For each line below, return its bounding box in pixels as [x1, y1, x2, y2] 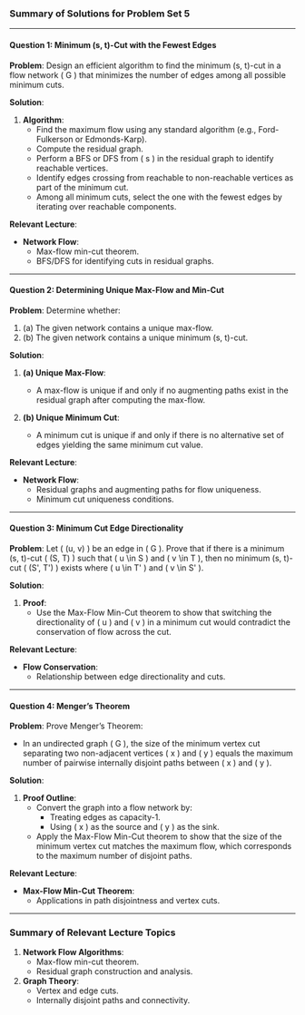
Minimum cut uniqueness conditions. [35, 493, 174, 504]
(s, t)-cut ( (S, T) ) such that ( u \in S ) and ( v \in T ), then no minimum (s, [9, 552, 282, 563]
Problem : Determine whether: [9, 305, 121, 316]
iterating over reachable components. [35, 200, 177, 211]
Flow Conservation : [22, 661, 98, 672]
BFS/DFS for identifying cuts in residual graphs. [35, 255, 214, 266]
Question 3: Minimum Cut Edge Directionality [9, 522, 184, 533]
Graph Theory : [22, 976, 80, 987]
